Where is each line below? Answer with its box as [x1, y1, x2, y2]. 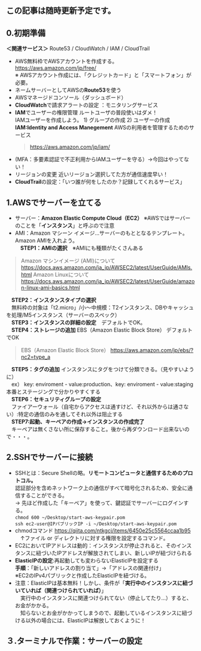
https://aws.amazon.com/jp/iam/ [29, 143, 111, 151]
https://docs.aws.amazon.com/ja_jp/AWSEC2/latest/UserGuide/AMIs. [20, 264, 193, 271]
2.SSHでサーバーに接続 [6, 452, 93, 462]
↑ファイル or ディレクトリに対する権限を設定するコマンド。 [20, 534, 169, 541]
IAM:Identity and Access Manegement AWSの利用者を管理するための [14, 124, 190, 131]
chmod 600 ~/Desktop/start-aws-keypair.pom [14, 514, 126, 520]
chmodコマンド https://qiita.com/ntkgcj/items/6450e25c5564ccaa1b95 [14, 526, 191, 534]
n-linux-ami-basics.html [20, 284, 80, 292]
